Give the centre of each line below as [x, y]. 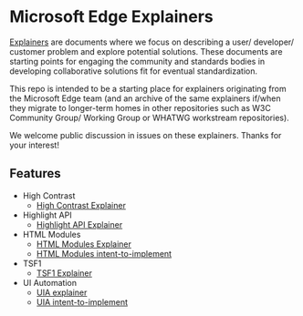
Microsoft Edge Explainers [111, 17]
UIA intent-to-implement [82, 301]
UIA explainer [62, 292]
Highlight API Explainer [79, 224]
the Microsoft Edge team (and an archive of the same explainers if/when [145, 98]
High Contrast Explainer [81, 205]
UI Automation [50, 282]
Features [35, 173]
